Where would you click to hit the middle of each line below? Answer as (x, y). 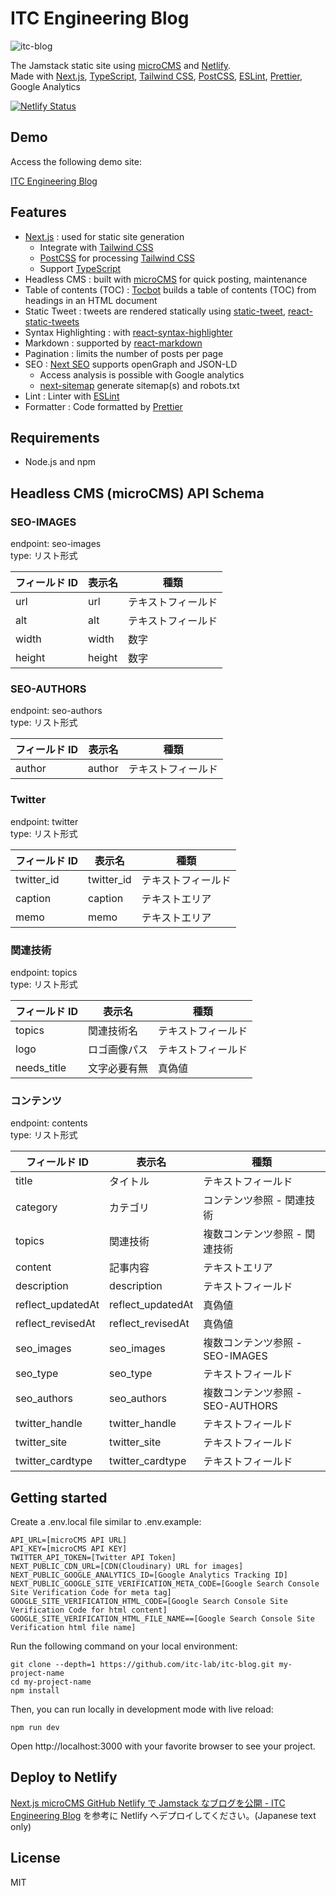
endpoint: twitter (44, 821)
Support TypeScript (80, 268)
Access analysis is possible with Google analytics (142, 374)
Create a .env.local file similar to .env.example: (106, 1522)
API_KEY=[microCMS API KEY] (69, 1549)
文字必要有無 (118, 1068)
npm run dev (35, 1728)
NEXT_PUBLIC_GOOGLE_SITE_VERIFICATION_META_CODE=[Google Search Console (165, 1584)
